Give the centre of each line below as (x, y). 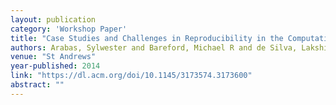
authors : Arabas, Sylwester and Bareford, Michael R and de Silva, (154, 47)
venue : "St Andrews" (53, 57)
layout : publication (53, 19)
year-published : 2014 (55, 66)
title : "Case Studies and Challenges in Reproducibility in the (147, 38)
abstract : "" (37, 85)
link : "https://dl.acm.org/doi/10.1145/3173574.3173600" (131, 76)
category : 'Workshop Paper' (69, 29)
